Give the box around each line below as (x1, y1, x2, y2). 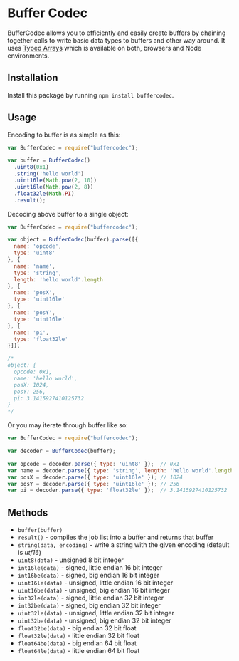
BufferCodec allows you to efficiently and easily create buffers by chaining (7, 28, 226, 37)
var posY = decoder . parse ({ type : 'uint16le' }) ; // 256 (7, 480, 180, 487)
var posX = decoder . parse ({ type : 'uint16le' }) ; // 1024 (7, 474, 183, 481)
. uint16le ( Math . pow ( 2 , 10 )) (14, 177, 97, 184)
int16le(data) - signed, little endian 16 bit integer (17, 563, 163, 572)
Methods (7, 506, 48, 519)
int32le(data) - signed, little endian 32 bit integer (17, 593, 164, 603)
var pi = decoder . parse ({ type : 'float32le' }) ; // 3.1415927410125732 (7, 486, 228, 494)
